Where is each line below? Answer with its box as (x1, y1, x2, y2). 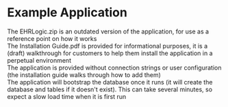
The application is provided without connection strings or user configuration (7, 63, 222, 72)
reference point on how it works (7, 34, 97, 42)
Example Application (7, 5, 128, 20)
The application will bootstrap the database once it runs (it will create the (7, 78, 213, 86)
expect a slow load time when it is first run (7, 92, 127, 100)
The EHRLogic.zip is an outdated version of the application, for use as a (7, 27, 210, 35)
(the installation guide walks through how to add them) (7, 70, 161, 79)
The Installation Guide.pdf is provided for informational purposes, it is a (7, 42, 208, 50)
